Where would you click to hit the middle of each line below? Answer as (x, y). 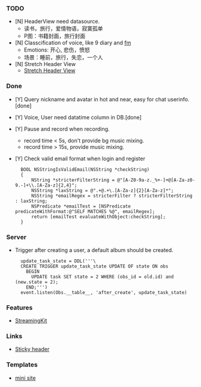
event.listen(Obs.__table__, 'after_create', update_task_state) (104, 292)
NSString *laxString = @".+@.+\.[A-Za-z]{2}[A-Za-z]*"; (102, 190)
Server (16, 237)
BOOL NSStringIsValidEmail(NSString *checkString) (85, 169)
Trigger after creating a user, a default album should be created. (94, 250)
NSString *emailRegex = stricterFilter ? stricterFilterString (112, 196)
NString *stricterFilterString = (73, 180)
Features (19, 307)
